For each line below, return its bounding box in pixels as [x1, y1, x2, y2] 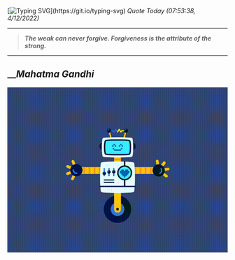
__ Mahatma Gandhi [7, 68, 94, 80]
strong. [24, 42, 47, 50]
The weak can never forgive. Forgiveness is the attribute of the [24, 34, 212, 42]
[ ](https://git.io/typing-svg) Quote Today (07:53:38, [7, 7, 196, 15]
